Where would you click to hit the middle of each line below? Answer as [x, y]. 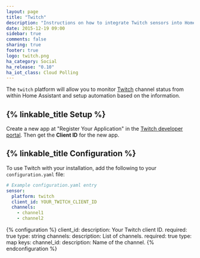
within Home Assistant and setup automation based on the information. [93, 96]
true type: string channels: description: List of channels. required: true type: [99, 236]
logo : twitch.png [28, 56]
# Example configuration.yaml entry [51, 185]
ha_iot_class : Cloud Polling [42, 73]
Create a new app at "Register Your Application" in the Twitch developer [95, 129]
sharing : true [24, 45]
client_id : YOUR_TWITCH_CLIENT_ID [54, 202]
